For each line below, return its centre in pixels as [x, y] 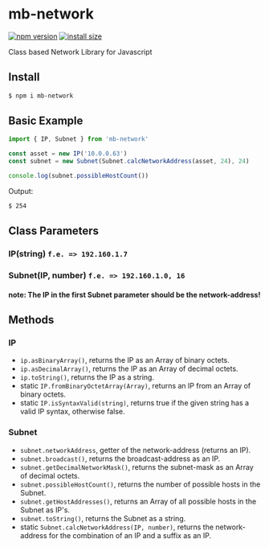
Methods [31, 320]
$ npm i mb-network [41, 96]
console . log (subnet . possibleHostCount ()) [79, 176]
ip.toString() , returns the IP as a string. [87, 377]
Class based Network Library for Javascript [80, 51]
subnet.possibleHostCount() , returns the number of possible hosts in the [140, 484]
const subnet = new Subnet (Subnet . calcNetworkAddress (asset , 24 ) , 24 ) [129, 162]
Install [24, 77]
